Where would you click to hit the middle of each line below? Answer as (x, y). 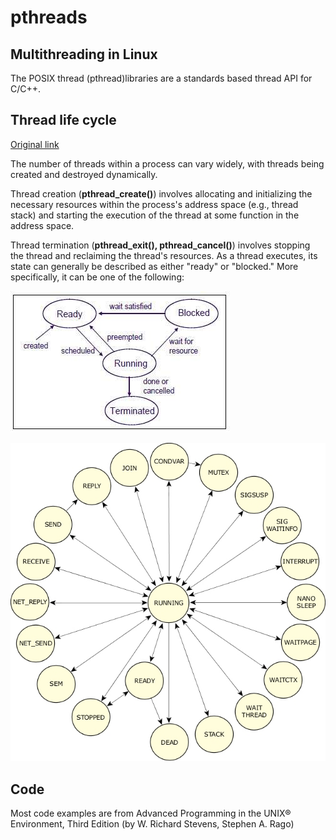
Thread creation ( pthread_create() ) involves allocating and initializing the (161, 193)
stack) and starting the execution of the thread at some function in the (155, 215)
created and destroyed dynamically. (84, 174)
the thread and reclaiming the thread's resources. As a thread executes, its (164, 255)
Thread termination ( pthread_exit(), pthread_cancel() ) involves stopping (160, 245)
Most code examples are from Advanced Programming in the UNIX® (151, 813)
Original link (35, 144)
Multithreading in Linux (84, 54)
